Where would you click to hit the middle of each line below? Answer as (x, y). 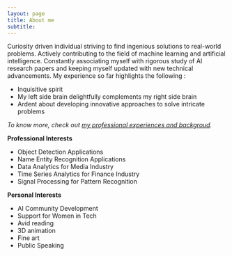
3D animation (36, 231)
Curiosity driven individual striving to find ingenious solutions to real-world (114, 47)
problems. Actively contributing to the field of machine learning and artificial (116, 54)
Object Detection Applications (60, 152)
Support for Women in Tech (57, 216)
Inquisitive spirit (40, 89)
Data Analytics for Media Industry (65, 167)
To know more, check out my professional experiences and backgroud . (110, 125)
